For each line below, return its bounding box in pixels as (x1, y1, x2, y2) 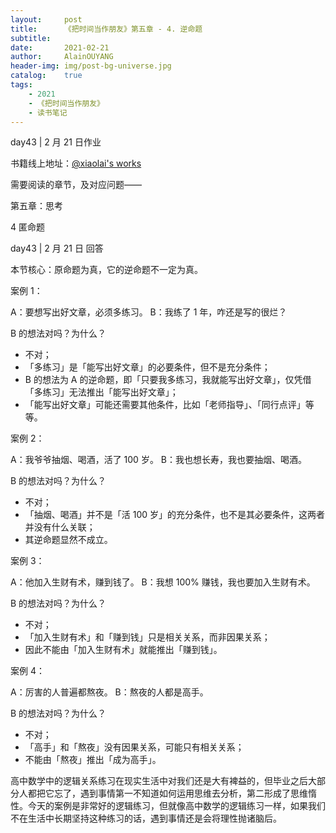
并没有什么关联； (24, 521, 96, 533)
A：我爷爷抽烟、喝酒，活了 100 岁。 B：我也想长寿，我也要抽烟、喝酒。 (10, 454, 307, 466)
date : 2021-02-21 (10, 42, 110, 53)
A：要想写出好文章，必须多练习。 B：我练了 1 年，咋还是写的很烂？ (10, 306, 288, 318)
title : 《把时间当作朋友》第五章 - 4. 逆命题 (10, 24, 203, 34)
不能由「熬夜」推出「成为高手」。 (24, 754, 162, 766)
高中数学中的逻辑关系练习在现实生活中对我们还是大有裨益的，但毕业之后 (10, 775, 308, 787)
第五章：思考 (10, 200, 63, 212)
